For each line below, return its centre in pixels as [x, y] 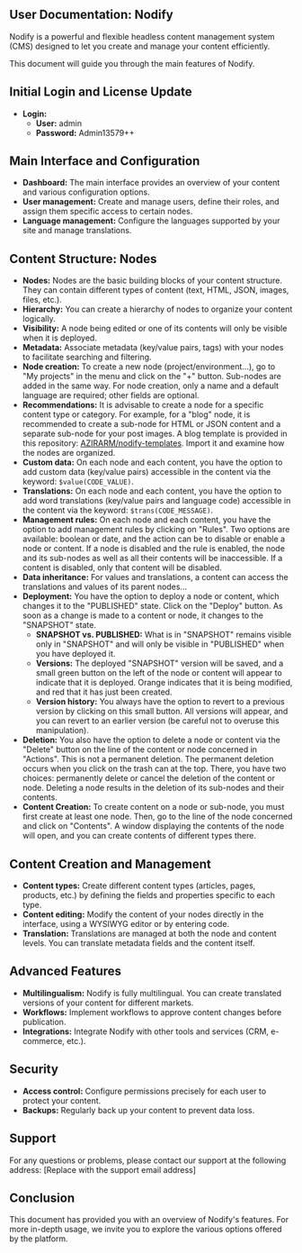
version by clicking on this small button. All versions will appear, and [162, 712]
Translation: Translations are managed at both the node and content [149, 934]
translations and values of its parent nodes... [104, 587]
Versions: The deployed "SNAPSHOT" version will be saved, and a [160, 663]
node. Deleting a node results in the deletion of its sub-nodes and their [153, 788]
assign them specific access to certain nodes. [107, 212]
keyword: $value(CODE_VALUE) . [78, 482]
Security [34, 1070]
